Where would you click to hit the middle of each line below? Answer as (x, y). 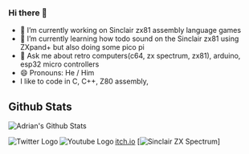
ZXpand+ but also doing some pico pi (82, 47)
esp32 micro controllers (59, 64)
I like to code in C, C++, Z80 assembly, (84, 81)
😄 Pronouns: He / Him (57, 73)
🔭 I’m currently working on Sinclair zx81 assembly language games (131, 30)
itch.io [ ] (168, 142)
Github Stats (40, 106)
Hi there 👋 (28, 13)
